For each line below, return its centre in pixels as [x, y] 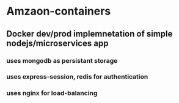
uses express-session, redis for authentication [77, 77]
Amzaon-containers [59, 11]
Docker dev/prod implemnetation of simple [89, 34]
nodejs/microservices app [57, 43]
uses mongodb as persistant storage [62, 60]
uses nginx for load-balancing [52, 93]
